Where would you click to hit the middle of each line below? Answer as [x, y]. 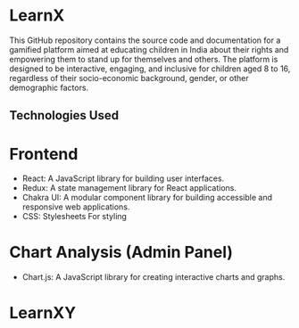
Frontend [44, 154]
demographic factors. [49, 87]
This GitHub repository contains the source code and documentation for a [145, 40]
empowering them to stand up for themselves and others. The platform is [144, 59]
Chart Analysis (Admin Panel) [121, 253]
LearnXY [43, 313]
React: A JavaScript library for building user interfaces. [123, 178]
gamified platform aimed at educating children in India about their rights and [149, 49]
